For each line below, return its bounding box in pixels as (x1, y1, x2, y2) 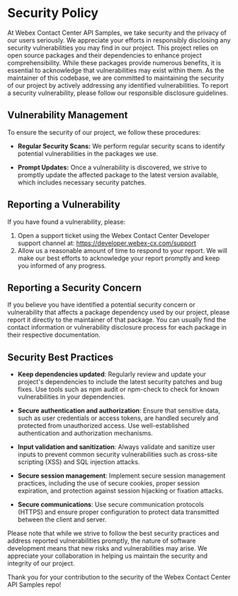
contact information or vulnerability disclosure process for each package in (7, 323, 227, 332)
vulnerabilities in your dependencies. (17, 393, 125, 401)
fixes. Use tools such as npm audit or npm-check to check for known (17, 385, 220, 394)
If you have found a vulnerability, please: (7, 218, 126, 226)
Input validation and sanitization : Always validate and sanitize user (17, 443, 215, 451)
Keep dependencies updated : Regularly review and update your (17, 370, 207, 378)
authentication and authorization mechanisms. (17, 429, 154, 437)
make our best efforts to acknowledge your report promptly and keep (17, 254, 220, 262)
